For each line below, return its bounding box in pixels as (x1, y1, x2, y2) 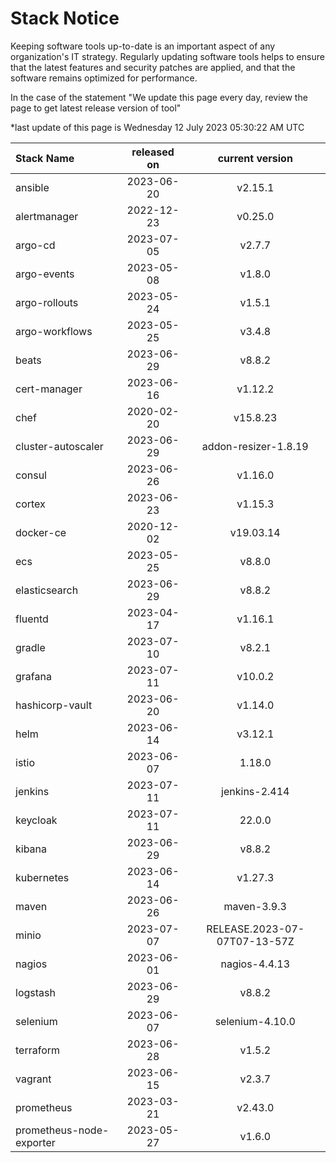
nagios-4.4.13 (220, 957, 291, 971)
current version (217, 151, 293, 165)
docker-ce (15, 525, 67, 539)
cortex (15, 497, 46, 511)
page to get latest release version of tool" (10, 102, 182, 114)
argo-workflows (15, 324, 93, 338)
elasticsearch (15, 583, 79, 597)
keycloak (15, 813, 58, 827)
